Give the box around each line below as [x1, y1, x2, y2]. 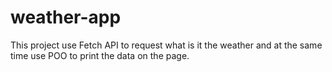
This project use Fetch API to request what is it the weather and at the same [10, 39, 323, 51]
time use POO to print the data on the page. [10, 49, 190, 61]
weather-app [10, 6, 122, 29]
